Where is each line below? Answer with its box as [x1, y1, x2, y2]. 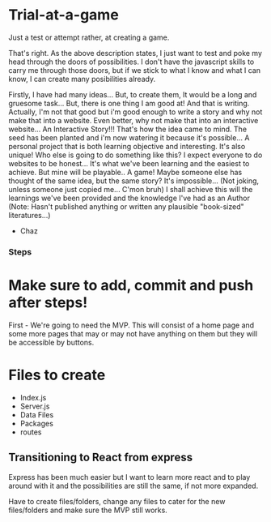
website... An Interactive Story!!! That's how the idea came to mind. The [8, 124, 248, 134]
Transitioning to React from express [8, 451, 193, 464]
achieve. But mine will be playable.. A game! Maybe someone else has [8, 167, 243, 177]
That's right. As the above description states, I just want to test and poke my [8, 48, 263, 58]
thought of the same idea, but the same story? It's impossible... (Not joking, [8, 176, 260, 186]
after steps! [8, 293, 88, 312]
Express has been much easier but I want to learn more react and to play [8, 472, 251, 481]
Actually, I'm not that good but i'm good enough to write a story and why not [8, 107, 263, 117]
